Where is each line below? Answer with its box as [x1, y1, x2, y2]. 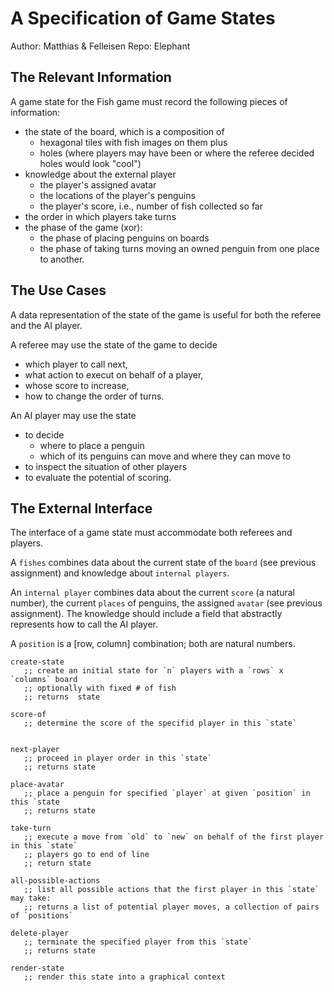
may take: [10, 893, 52, 904]
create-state [10, 657, 65, 667]
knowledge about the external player [24, 168, 177, 180]
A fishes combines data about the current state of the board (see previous [10, 557, 317, 569]
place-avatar [10, 780, 65, 790]
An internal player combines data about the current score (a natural [10, 587, 295, 599]
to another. [39, 253, 85, 265]
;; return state [23, 858, 92, 869]
